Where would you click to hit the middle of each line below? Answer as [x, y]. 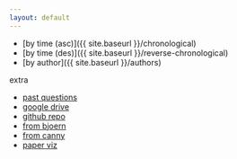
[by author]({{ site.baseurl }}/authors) [92, 62]
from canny [44, 135]
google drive [46, 106]
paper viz [40, 145]
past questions [50, 97]
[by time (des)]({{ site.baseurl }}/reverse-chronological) [125, 53]
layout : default [39, 18]
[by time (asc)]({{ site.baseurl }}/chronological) [109, 43]
